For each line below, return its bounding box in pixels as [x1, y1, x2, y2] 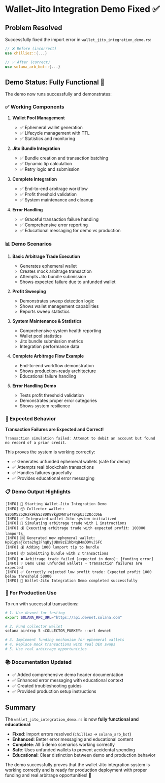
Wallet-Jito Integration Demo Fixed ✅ [5, 3, 160, 15]
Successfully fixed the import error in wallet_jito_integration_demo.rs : [5, 37, 152, 43]
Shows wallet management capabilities [19, 303, 99, 309]
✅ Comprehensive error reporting [19, 222, 88, 228]
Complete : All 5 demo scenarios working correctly [12, 741, 115, 748]
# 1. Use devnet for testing [5, 610, 65, 615]
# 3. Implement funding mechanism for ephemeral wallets [5, 637, 125, 642]
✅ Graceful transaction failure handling [19, 216, 99, 222]
